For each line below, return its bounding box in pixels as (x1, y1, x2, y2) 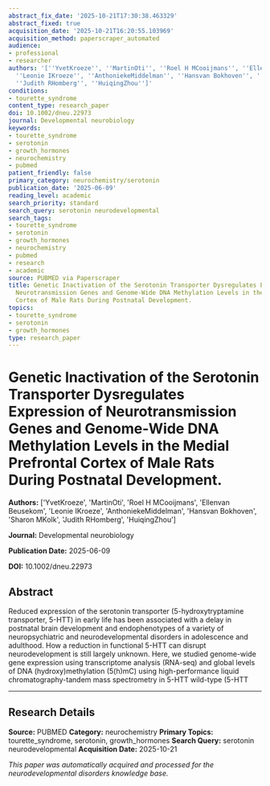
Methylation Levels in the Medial (8, 436, 230, 455)
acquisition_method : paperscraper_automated (8, 34, 160, 43)
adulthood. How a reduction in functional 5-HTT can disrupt (8, 641, 207, 650)
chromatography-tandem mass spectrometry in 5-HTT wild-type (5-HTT (8, 675, 249, 685)
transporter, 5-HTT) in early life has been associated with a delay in (8, 615, 231, 624)
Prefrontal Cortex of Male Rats (8, 454, 215, 472)
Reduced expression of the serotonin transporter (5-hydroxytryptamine (8, 606, 244, 616)
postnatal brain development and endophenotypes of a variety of (8, 623, 224, 633)
